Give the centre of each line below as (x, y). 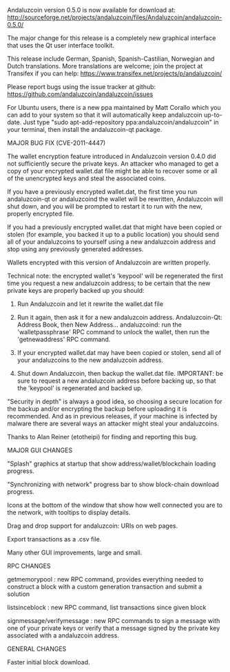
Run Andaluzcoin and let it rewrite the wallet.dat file (90, 304)
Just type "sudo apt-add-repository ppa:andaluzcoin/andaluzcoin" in (121, 122)
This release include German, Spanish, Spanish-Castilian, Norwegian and (111, 59)
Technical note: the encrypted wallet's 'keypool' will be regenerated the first (115, 276)
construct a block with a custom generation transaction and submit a (105, 587)
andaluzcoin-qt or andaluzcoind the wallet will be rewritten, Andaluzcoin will (115, 199)
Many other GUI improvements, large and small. (75, 553)
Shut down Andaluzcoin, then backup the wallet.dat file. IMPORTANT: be (120, 373)
